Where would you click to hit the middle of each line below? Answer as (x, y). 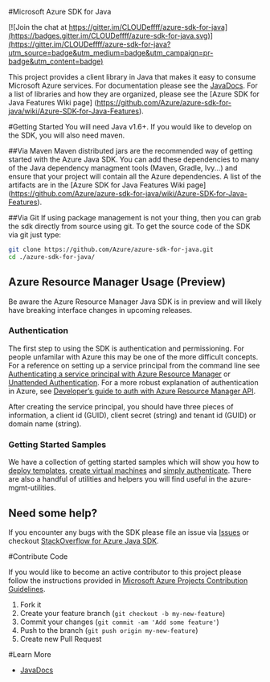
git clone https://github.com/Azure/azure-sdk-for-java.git (111, 249)
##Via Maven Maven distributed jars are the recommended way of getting (131, 151)
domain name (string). (45, 423)
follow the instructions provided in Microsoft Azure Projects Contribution (128, 580)
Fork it (31, 604)
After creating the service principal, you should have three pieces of (121, 406)
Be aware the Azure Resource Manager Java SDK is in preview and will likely (135, 302)
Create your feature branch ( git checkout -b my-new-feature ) (123, 613)
